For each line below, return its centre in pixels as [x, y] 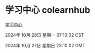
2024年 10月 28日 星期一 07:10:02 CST [45, 35]
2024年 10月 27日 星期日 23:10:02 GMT [45, 45]
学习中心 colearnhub [48, 10]
